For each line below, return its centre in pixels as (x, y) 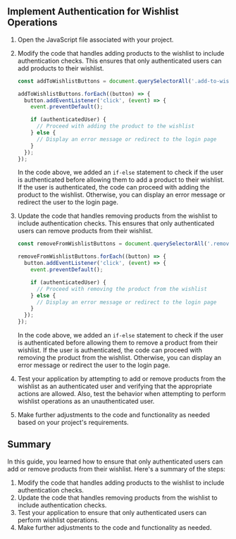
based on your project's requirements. (73, 423)
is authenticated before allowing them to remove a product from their (118, 343)
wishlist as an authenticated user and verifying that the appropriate (115, 386)
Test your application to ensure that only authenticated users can (112, 512)
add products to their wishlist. (61, 68)
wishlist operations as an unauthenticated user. (86, 402)
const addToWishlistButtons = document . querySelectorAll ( (104, 81)
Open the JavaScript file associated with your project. (95, 39)
